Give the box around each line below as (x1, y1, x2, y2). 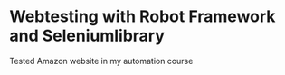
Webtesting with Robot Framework (9, 6, 276, 27)
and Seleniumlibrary (9, 25, 166, 46)
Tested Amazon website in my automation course (9, 55, 194, 66)
